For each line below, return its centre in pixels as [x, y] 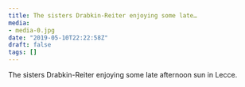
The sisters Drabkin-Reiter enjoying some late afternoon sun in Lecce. [123, 75]
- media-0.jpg [32, 30]
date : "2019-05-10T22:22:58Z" [58, 38]
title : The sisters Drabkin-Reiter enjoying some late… [103, 15]
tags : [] [23, 52]
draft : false [30, 45]
